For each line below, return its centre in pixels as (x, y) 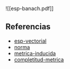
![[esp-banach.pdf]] (30, 8)
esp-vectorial (30, 41)
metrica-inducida (35, 53)
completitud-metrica (39, 59)
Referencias (28, 27)
